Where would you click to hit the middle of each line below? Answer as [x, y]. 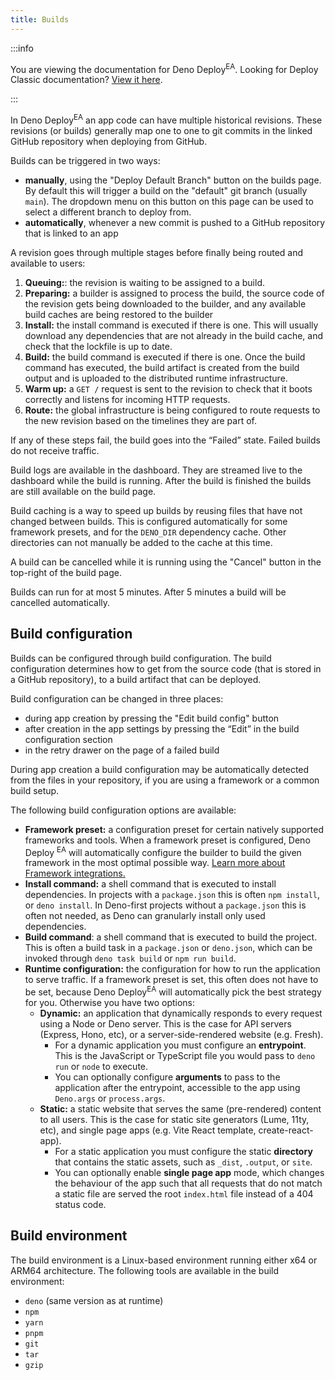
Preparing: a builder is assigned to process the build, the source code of [174, 293]
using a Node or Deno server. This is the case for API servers [165, 1024]
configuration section [68, 739]
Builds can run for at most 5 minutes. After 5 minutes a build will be [148, 592]
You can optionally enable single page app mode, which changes [189, 1173]
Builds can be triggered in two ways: [85, 160]
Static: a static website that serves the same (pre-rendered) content [180, 1109]
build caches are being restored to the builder [119, 314]
